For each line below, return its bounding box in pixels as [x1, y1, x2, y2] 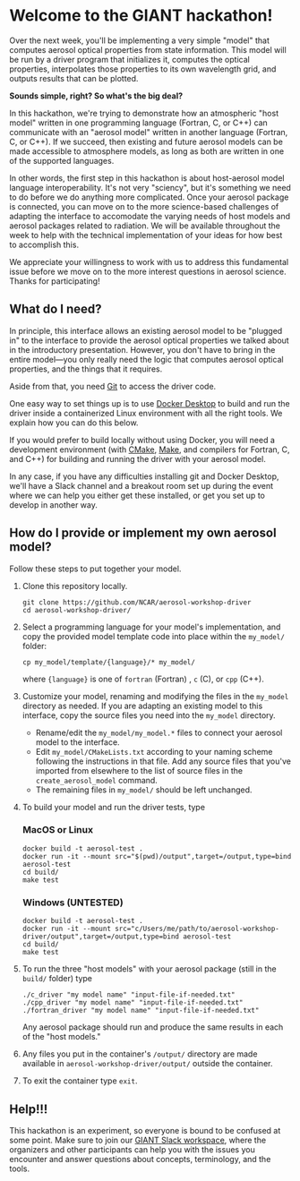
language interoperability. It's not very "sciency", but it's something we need [9, 182, 291, 193]
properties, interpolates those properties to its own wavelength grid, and [9, 64, 277, 74]
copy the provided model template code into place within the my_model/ [21, 630, 285, 641]
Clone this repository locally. [21, 580, 128, 591]
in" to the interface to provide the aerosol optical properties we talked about [9, 335, 289, 346]
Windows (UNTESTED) [21, 896, 124, 909]
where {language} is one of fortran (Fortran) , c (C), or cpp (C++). [21, 673, 264, 684]
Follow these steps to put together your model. [9, 563, 182, 574]
